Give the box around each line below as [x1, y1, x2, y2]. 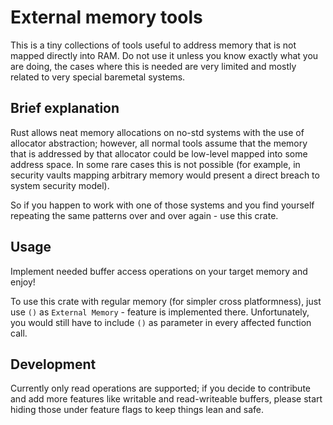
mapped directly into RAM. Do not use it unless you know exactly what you [10, 49, 319, 61]
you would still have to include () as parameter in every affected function [10, 316, 312, 328]
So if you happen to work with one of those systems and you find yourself [10, 199, 315, 211]
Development [10, 356, 97, 373]
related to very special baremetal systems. [10, 71, 186, 83]
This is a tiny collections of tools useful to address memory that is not [10, 39, 297, 51]
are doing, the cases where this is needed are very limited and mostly [10, 60, 297, 72]
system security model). [10, 179, 110, 191]
